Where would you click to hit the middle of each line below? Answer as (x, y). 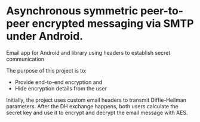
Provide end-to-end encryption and (59, 82)
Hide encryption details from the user (61, 88)
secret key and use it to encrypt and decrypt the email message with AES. (97, 112)
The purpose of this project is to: (46, 70)
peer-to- (162, 11)
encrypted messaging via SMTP (113, 24)
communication (25, 59)
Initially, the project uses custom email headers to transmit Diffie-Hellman (96, 100)
